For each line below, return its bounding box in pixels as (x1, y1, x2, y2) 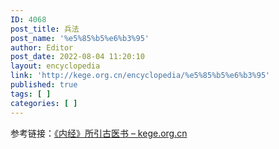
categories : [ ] (10, 98, 78, 108)
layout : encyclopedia (10, 61, 101, 71)
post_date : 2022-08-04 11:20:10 (10, 52, 145, 62)
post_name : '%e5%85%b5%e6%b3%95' (10, 33, 150, 43)
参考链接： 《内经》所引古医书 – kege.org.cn (10, 127, 188, 139)
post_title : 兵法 (10, 24, 80, 34)
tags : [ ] (10, 89, 52, 99)
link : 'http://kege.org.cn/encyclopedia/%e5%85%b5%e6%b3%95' (10, 71, 271, 81)
